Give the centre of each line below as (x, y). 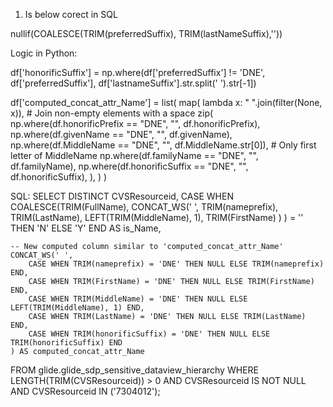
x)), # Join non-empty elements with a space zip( (112, 113)
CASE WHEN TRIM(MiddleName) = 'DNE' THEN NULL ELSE (138, 299)
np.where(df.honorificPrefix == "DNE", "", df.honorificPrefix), (135, 123)
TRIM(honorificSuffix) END (66, 343)
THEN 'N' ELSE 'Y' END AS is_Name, (86, 228)
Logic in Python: (44, 53)
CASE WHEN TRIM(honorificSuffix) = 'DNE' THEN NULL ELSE (149, 334)
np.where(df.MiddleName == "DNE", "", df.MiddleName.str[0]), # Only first (163, 145)
